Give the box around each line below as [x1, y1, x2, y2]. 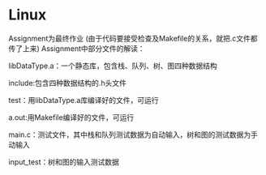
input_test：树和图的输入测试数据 [8, 156, 120, 167]
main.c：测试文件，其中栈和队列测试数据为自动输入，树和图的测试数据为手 [8, 130, 258, 139]
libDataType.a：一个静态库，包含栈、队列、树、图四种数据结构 [8, 61, 217, 70]
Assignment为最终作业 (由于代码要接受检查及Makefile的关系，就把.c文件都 [8, 33, 258, 43]
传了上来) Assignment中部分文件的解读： [8, 43, 146, 53]
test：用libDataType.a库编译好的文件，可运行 [8, 95, 160, 105]
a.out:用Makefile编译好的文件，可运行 [8, 112, 135, 122]
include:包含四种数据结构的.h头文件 [8, 78, 127, 87]
